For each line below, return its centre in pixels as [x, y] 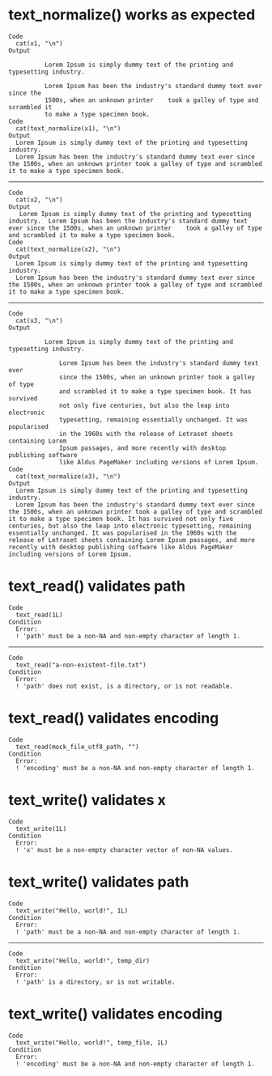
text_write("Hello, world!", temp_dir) [83, 960]
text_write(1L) [41, 828]
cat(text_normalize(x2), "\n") [68, 249]
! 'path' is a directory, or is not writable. [96, 982]
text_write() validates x [87, 800]
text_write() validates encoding [115, 1014]
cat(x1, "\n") [39, 43]
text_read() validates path [97, 586]
